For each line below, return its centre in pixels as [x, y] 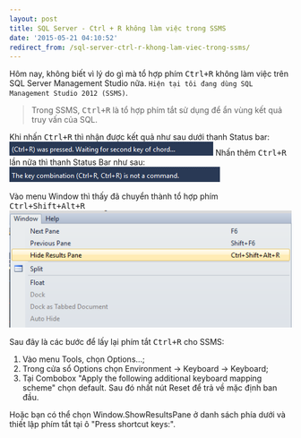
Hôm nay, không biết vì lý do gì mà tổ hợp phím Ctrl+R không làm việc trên [149, 74]
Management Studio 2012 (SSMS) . [69, 93]
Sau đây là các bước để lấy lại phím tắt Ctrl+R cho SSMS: [117, 342]
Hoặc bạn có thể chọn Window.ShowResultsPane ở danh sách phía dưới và [148, 415]
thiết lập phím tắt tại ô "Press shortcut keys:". [93, 425]
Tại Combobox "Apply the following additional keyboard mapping [142, 378]
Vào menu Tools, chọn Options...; [83, 359]
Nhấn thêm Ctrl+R [250, 153]
